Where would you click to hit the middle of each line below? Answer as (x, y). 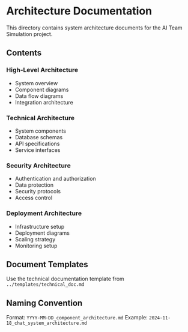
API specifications (37, 143)
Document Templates (47, 264)
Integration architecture (44, 102)
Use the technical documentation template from (65, 279)
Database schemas (39, 137)
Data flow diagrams (39, 96)
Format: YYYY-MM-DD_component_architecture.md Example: (77, 318)
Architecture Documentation (79, 11)
